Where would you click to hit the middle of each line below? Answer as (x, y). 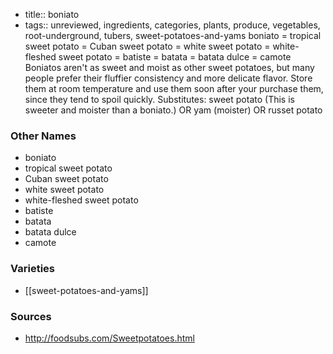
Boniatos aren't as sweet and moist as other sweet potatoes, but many (169, 67)
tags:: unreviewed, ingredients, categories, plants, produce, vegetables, (172, 25)
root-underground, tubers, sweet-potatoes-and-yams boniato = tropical (173, 35)
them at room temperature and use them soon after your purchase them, (174, 88)
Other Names (43, 136)
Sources (31, 316)
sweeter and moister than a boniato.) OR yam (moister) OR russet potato (173, 110)
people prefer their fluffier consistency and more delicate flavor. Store (168, 78)
